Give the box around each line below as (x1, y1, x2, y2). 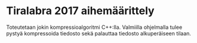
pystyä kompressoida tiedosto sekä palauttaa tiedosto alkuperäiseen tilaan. (6, 29, 192, 37)
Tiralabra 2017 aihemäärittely (6, 4, 155, 18)
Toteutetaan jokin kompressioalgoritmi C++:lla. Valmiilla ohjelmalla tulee (6, 24, 183, 31)
